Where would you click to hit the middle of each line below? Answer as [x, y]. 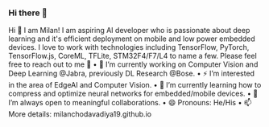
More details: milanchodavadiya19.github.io [80, 114]
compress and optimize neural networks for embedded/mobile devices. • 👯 [133, 94]
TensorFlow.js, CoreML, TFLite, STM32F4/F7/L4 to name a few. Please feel [133, 56]
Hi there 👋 [28, 13]
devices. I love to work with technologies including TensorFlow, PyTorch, [129, 47]
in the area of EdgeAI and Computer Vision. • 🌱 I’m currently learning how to [135, 85]
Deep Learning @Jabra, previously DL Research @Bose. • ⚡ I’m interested [132, 74]
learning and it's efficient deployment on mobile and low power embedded [132, 39]
